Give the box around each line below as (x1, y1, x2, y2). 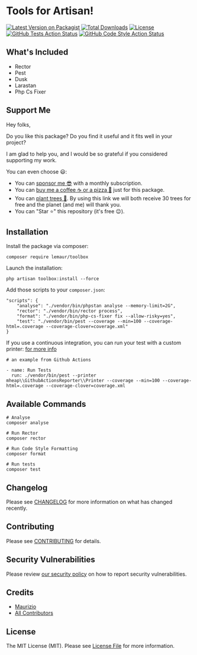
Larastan (14, 82, 37, 89)
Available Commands (6, 399, 86, 409)
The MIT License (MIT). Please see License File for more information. (6, 643, 175, 650)
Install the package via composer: (6, 243, 89, 250)
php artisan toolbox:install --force (6, 276, 99, 282)
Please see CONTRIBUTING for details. (6, 537, 102, 544)
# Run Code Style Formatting (6, 446, 78, 452)
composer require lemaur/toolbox (6, 254, 89, 260)
